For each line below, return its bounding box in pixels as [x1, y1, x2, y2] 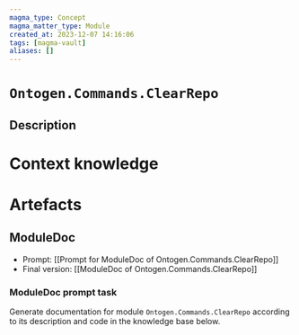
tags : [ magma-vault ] [9, 38, 87, 48]
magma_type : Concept [9, 13, 87, 22]
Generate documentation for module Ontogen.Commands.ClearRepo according [9, 306, 290, 317]
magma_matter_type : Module [9, 22, 110, 31]
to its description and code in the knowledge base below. [9, 316, 221, 327]
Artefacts [9, 195, 83, 216]
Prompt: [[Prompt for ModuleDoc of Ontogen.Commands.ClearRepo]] [22, 253, 279, 265]
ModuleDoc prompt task [9, 286, 118, 298]
